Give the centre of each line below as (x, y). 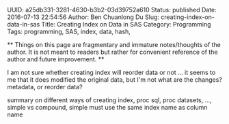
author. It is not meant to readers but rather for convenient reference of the (112, 52)
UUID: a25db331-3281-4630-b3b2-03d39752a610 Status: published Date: (112, 10)
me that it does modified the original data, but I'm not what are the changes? (114, 80)
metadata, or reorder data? (45, 87)
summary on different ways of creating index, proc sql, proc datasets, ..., (109, 100)
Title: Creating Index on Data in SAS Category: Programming (126, 24)
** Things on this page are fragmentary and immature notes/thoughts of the (114, 45)
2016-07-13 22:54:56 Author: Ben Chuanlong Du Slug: (83, 17)
